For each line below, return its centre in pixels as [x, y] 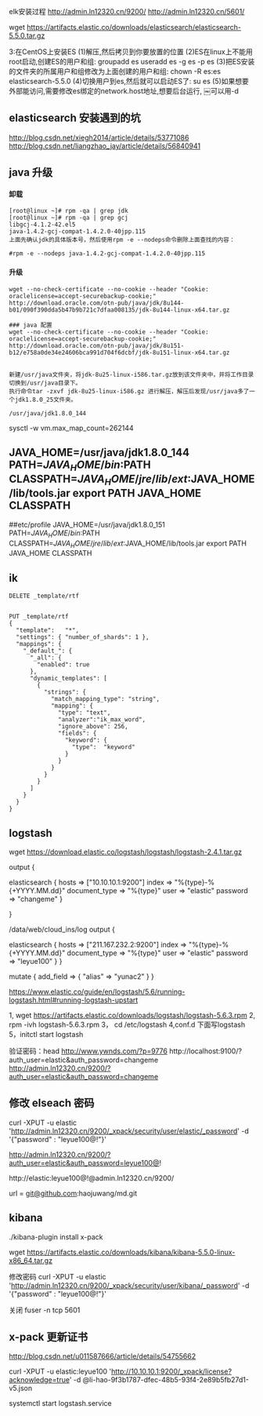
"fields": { [77, 734]
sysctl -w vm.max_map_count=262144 [71, 428]
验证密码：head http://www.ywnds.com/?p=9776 [88, 1051]
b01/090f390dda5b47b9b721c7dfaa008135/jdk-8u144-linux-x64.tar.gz [119, 310]
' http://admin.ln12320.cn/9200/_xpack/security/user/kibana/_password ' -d [129, 1285]
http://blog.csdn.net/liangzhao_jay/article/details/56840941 [105, 146]
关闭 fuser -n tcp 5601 [45, 1310]
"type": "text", [85, 713]
